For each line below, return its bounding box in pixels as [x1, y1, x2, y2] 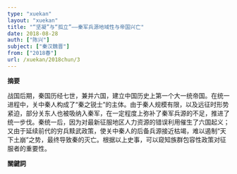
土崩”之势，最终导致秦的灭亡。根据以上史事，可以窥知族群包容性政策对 [13, 135, 221, 144]
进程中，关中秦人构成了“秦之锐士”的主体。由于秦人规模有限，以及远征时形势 [7, 100, 229, 108]
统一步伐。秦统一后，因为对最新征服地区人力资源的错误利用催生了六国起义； [7, 118, 230, 126]
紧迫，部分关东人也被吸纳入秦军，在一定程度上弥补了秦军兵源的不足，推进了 [7, 108, 230, 117]
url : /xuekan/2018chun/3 [7, 56, 80, 63]
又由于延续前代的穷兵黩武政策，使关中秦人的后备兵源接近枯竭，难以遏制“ [7, 126, 221, 135]
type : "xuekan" [7, 10, 52, 18]
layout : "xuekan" [7, 17, 59, 24]
